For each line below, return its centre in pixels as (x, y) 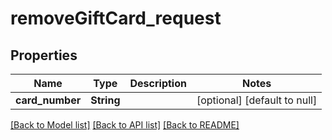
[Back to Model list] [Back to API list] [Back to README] (125, 125)
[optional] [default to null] (257, 100)
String (105, 100)
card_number (48, 100)
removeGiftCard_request (116, 18)
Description (158, 83)
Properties (44, 55)
